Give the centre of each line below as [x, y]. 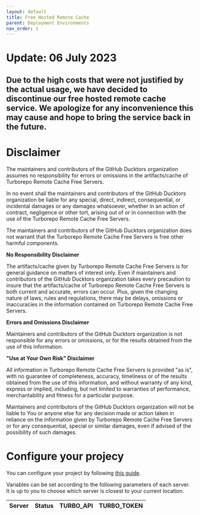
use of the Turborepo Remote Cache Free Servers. [68, 218]
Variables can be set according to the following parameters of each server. [98, 484]
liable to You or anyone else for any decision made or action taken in [90, 413]
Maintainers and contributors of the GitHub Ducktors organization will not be [100, 407]
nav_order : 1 [22, 28]
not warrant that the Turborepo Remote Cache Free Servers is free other [95, 236]
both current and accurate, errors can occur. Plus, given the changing [92, 291]
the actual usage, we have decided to [77, 89]
